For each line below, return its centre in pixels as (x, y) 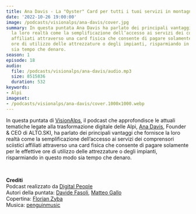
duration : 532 (28, 82)
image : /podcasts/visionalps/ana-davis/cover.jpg (68, 22)
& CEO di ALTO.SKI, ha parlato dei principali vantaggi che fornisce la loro (93, 132)
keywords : (18, 87)
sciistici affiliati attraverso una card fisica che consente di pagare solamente (97, 145)
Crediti (15, 180)
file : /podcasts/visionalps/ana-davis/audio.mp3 (71, 71)
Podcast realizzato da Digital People (50, 186)
